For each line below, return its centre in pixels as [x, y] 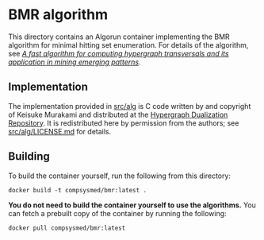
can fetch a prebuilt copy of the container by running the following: [118, 213]
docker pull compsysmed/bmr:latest [67, 228]
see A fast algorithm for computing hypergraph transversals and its [119, 53]
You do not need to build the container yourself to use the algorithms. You [132, 205]
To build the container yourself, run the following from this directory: [120, 176]
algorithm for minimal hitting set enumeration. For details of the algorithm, [128, 45]
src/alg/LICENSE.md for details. [60, 131]
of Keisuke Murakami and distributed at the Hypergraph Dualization [118, 114]
